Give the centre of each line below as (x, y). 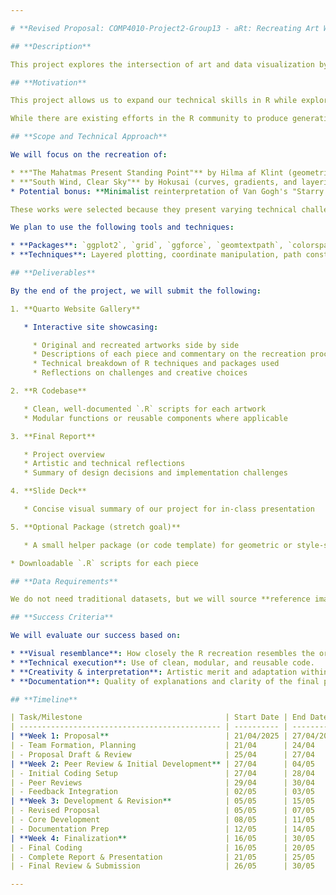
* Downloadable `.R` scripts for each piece (104, 563)
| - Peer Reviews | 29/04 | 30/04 (162, 782)
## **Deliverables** (53, 273)
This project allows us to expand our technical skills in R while (154, 101)
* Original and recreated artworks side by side (136, 345)
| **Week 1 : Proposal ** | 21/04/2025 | (149, 736)
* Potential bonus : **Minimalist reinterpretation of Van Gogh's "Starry (167, 191)
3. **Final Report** (53, 436)
